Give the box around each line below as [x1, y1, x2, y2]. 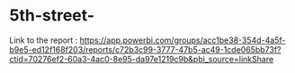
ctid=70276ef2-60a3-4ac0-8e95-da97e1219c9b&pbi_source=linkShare [9, 53, 274, 64]
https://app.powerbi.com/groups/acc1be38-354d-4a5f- [79, 35, 286, 45]
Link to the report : [9, 35, 78, 45]
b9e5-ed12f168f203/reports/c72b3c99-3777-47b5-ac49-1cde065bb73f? [9, 44, 282, 54]
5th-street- [9, 5, 95, 26]
